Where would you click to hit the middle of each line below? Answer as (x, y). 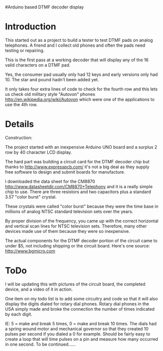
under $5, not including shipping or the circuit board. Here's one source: (77, 246)
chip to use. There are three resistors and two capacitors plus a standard (78, 192)
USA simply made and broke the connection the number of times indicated (80, 309)
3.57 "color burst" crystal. (31, 197)
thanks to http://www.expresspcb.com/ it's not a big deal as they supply (77, 167)
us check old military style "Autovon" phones (50, 94)
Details (19, 124)
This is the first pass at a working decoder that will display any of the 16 (77, 60)
